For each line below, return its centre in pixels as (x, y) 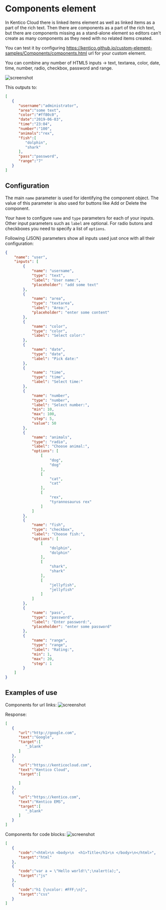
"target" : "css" (34, 894)
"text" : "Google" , (36, 737)
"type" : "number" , (51, 400)
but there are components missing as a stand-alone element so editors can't (83, 33)
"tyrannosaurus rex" (71, 502)
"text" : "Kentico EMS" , (42, 802)
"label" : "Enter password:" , (62, 622)
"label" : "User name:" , (56, 280)
